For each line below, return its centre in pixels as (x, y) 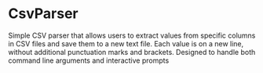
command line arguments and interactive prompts (89, 60)
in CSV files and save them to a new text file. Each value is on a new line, (126, 43)
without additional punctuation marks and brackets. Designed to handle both (132, 52)
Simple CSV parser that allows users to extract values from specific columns (132, 35)
